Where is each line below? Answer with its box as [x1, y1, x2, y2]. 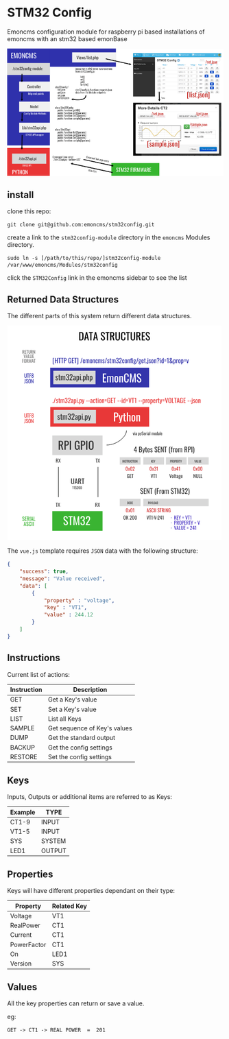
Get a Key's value [47, 695, 97, 704]
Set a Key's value [47, 705, 97, 713]
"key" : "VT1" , [43, 604, 88, 611]
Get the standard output [47, 734, 115, 742]
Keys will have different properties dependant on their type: [7, 887, 176, 895]
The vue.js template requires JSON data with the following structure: [7, 547, 198, 555]
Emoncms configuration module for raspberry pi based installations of [7, 27, 206, 36]
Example [10, 808, 36, 816]
